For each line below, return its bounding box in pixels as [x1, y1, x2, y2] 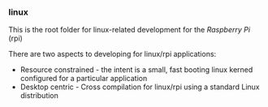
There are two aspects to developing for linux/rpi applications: [8, 49, 217, 59]
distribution [19, 91, 59, 101]
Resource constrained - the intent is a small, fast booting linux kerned [19, 65, 253, 75]
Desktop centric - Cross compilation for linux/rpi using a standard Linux [19, 82, 260, 92]
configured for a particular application [19, 74, 148, 83]
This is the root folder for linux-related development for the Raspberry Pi [8, 25, 250, 35]
